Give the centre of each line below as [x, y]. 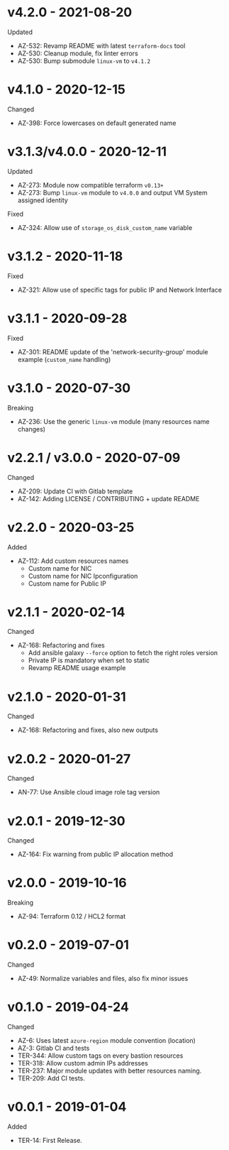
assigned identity [43, 200]
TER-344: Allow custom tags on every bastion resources [100, 1056]
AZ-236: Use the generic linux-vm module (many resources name [113, 421]
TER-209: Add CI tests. [51, 1078]
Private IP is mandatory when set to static [89, 660]
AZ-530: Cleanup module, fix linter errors [78, 53]
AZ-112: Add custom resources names [73, 561]
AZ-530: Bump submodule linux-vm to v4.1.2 [84, 60]
